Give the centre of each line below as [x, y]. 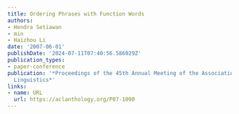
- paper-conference [36, 67]
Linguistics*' [34, 80]
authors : [20, 21]
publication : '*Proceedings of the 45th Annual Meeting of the [103, 73]
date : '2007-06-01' [36, 47]
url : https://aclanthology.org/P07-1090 [74, 100]
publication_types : [36, 60]
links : [17, 86]
